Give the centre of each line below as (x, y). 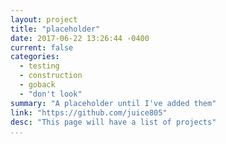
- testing (39, 66)
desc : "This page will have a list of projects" (113, 122)
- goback (37, 85)
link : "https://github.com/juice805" (89, 112)
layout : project (44, 19)
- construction (51, 76)
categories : (35, 57)
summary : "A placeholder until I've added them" (113, 103)
